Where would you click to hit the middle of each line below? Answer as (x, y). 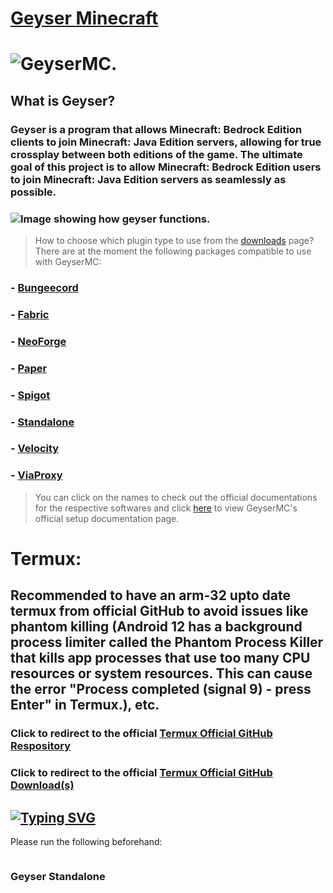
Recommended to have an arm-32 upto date (150, 595)
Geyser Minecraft (84, 18)
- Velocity (35, 449)
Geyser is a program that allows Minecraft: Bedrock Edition (156, 129)
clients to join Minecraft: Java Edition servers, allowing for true (166, 142)
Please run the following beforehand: (86, 841)
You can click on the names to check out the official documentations (176, 497)
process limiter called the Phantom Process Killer (167, 642)
